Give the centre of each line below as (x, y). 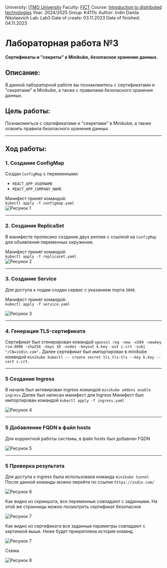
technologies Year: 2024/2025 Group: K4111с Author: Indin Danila (72, 12)
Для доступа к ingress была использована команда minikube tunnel (77, 477)
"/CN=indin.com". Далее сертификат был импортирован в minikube (76, 352)
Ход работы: (26, 148)
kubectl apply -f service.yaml (38, 304)
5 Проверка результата (35, 466)
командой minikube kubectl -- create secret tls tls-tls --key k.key (80, 357)
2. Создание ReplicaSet (35, 226)
